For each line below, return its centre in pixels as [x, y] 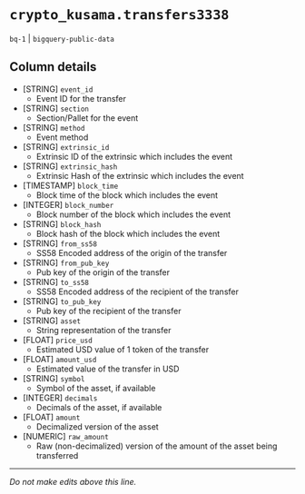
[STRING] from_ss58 [60, 243]
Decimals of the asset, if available [99, 407]
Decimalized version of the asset [97, 426]
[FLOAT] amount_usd [59, 359]
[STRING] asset [52, 321]
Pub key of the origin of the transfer [103, 272]
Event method [62, 137]
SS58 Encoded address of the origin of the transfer [132, 252]
